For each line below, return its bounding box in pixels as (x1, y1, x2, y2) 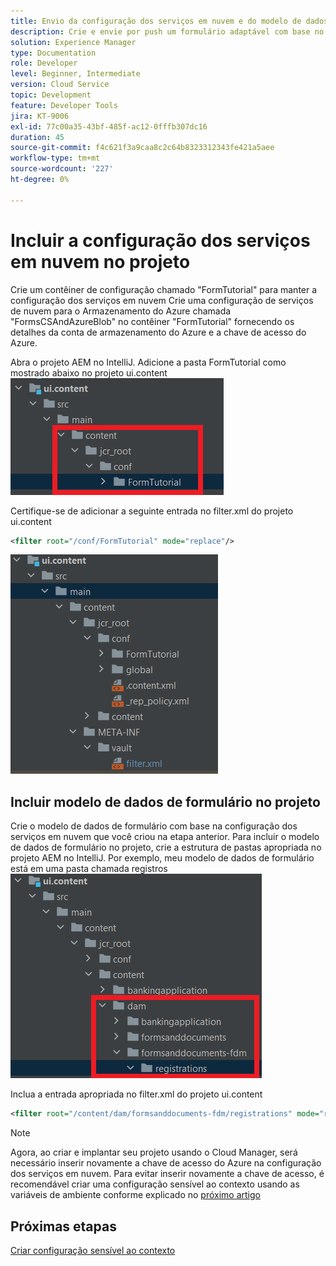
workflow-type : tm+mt (10, 153, 101, 164)
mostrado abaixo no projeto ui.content (10, 366, 168, 379)
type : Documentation (10, 48, 97, 58)
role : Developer (10, 58, 78, 69)
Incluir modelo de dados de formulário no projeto (10, 793, 321, 810)
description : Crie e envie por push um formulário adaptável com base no (10, 26, 325, 37)
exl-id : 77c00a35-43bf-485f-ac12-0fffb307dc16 (10, 121, 208, 132)
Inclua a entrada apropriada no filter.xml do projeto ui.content (10, 1088, 263, 1100)
